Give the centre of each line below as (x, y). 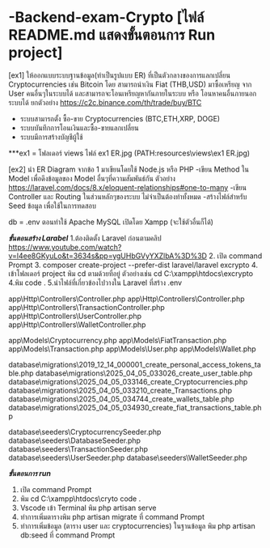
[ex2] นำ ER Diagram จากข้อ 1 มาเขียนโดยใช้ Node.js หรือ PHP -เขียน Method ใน (129, 169)
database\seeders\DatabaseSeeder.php (75, 440)
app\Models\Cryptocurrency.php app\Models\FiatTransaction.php (118, 340)
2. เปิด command (236, 256)
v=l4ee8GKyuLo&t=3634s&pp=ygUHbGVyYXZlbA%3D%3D (108, 256)
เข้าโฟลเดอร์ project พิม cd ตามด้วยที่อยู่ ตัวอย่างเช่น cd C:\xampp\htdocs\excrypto (131, 273)
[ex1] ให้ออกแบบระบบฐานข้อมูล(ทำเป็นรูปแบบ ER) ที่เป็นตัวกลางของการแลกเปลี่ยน (119, 75)
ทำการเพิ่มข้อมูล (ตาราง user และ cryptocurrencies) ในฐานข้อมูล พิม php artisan (138, 525)
